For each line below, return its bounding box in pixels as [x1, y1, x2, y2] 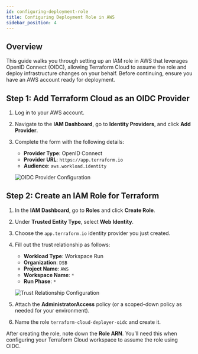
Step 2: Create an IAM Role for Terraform [6, 191, 160, 201]
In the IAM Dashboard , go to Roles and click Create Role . [14, 207, 155, 214]
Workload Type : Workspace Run [23, 252, 104, 259]
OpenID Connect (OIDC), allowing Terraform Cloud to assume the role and [6, 63, 187, 71]
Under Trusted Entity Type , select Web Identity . [14, 218, 134, 225]
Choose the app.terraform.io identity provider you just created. [14, 229, 171, 237]
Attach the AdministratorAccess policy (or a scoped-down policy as [14, 300, 182, 308]
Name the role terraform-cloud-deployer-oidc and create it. [14, 318, 161, 326]
